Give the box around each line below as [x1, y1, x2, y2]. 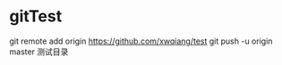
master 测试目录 [9, 46, 69, 57]
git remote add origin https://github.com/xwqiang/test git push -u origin [9, 36, 273, 46]
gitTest [9, 6, 63, 27]
